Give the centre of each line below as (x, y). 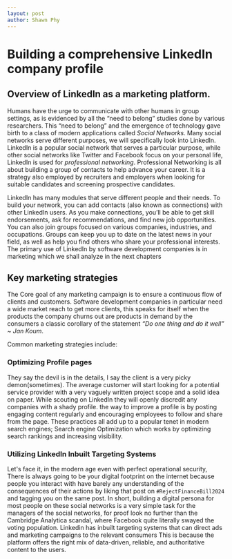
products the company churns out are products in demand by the (100, 316)
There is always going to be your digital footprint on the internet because (111, 476)
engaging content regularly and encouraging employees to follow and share (115, 414)
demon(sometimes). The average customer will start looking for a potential (113, 384)
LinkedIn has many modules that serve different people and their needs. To (114, 197)
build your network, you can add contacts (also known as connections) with (115, 205)
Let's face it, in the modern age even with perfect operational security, (107, 469)
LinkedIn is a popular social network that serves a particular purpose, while (114, 147)
